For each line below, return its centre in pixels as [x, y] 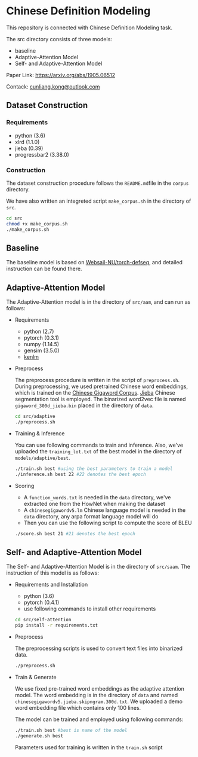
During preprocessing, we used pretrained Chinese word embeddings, [101, 386]
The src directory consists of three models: [59, 39]
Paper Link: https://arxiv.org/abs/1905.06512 [61, 75]
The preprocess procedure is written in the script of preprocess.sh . [97, 380]
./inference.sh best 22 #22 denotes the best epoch [80, 474]
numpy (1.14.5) [41, 344]
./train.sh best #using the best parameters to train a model [94, 468]
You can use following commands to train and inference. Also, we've [99, 445]
